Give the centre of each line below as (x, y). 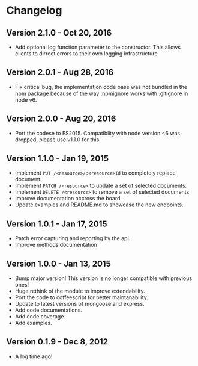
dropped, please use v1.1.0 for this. (58, 140)
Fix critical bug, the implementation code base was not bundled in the (101, 87)
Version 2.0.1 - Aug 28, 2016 (60, 73)
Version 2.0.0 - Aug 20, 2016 (61, 119)
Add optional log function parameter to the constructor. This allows (98, 47)
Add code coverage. (40, 317)
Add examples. (33, 323)
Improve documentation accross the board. (68, 199)
